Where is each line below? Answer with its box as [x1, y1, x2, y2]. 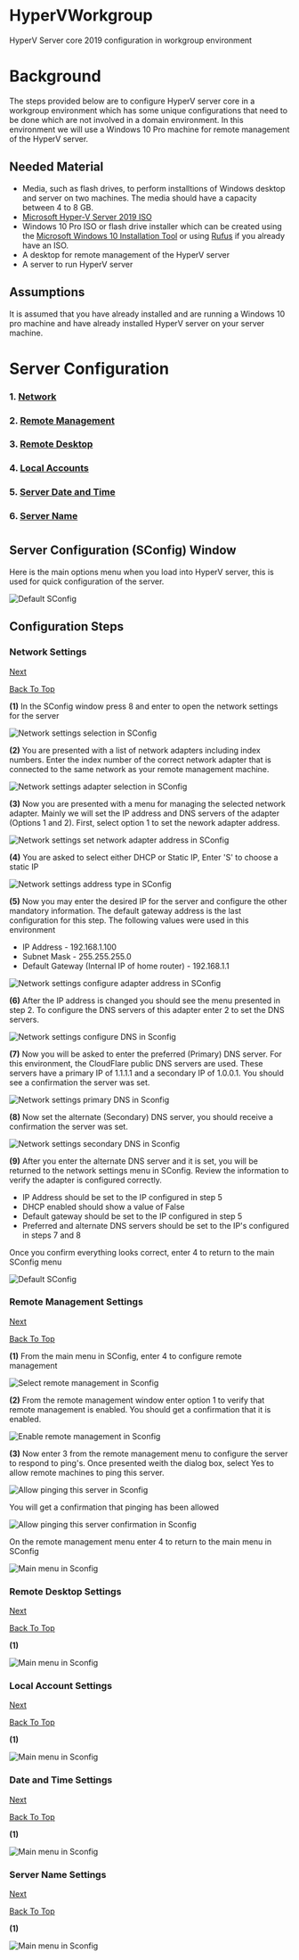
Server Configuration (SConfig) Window [9, 543, 237, 558]
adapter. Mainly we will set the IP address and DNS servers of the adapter [9, 808, 280, 819]
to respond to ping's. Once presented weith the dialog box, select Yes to [9, 1457, 274, 1468]
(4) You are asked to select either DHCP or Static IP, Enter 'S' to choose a [9, 852, 279, 862]
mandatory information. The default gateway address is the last [9, 905, 242, 916]
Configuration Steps [9, 619, 125, 634]
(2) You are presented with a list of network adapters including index [9, 745, 261, 755]
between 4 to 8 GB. [21, 202, 94, 212]
